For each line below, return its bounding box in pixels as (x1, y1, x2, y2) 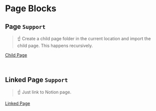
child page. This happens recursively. (17, 43, 93, 48)
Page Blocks (5, 3, 56, 14)
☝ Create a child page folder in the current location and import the (17, 36, 151, 42)
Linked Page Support (5, 76, 68, 84)
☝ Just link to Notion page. (17, 89, 72, 95)
